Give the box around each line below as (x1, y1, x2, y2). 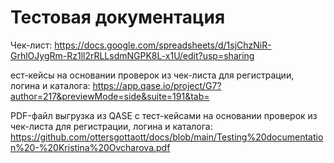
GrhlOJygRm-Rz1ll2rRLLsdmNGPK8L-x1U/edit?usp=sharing (10, 49, 255, 61)
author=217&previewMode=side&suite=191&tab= (10, 90, 210, 102)
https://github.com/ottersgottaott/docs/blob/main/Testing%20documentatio (10, 131, 324, 143)
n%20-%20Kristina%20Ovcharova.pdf (10, 141, 171, 153)
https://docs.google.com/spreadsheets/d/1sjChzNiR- (54, 39, 272, 51)
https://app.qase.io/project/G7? (92, 79, 222, 91)
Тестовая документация (10, 6, 226, 29)
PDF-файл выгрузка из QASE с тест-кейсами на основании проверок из (10, 109, 318, 121)
